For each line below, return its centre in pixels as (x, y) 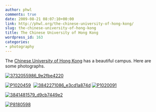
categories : (17, 42)
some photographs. (25, 66)
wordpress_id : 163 (24, 38)
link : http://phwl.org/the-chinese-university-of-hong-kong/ (70, 24)
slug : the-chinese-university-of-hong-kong (51, 28)
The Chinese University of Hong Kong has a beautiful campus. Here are (78, 60)
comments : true (21, 14)
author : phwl (19, 10)
